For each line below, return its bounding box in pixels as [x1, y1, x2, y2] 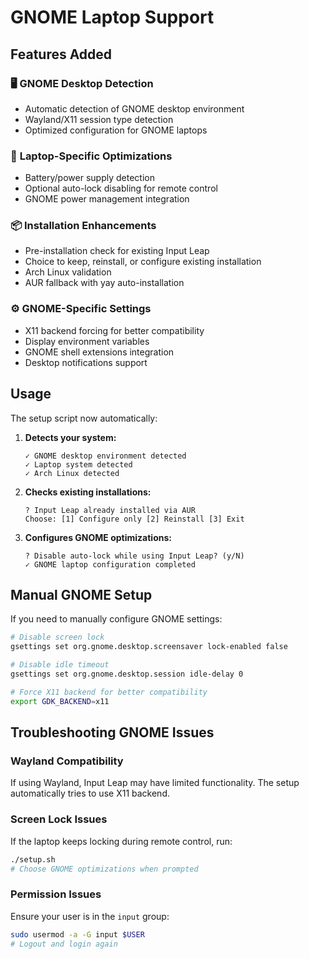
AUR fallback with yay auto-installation [24, 277, 185, 289]
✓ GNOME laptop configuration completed [24, 559, 196, 570]
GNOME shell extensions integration [24, 346, 175, 358]
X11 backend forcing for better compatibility [24, 324, 205, 336]
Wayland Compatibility [10, 754, 124, 768]
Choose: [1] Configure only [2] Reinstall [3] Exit [24, 514, 245, 524]
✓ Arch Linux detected [24, 468, 120, 478]
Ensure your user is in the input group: [10, 910, 170, 922]
